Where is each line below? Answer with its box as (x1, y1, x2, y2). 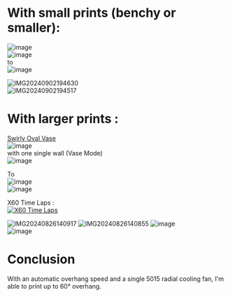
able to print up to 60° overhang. (7, 282, 101, 290)
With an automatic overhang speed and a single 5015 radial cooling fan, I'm (7, 275, 224, 283)
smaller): (7, 20, 61, 36)
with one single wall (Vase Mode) (7, 148, 103, 157)
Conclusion (7, 251, 76, 268)
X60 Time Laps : (7, 198, 55, 207)
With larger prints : (7, 111, 119, 127)
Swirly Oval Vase (7, 134, 56, 142)
